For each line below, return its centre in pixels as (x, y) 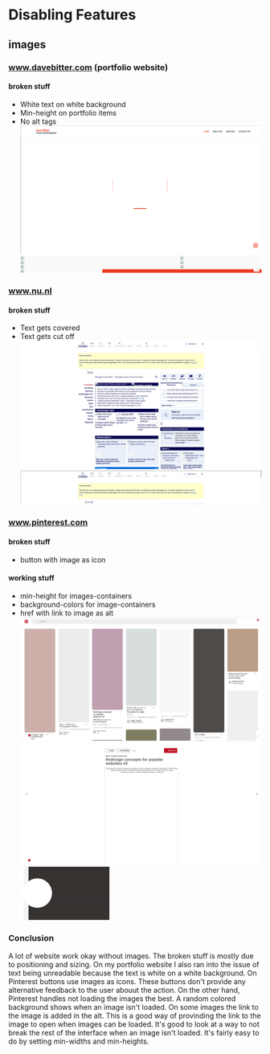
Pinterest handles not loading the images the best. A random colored (122, 999)
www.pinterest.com (48, 522)
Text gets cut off (47, 337)
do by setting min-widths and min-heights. (79, 1041)
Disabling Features (72, 15)
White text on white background (73, 104)
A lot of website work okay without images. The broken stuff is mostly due (131, 956)
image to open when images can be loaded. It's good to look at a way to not (134, 1024)
